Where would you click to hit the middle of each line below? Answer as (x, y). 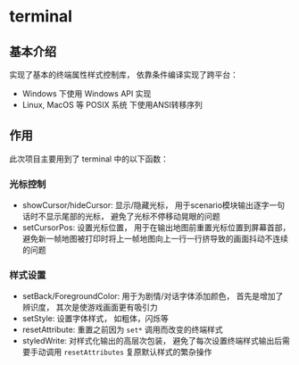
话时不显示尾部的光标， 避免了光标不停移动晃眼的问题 (121, 217)
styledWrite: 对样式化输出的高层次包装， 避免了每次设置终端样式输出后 (152, 341)
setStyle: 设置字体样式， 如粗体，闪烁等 (96, 319)
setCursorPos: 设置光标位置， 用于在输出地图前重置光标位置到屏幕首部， (156, 228)
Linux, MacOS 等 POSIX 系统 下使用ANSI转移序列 (112, 105)
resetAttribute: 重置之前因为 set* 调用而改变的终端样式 (122, 330)
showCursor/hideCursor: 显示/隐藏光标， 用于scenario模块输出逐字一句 (154, 205)
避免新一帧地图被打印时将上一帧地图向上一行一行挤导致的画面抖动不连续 (155, 239)
